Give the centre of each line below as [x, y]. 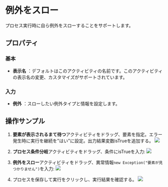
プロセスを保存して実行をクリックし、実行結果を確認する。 [75, 179]
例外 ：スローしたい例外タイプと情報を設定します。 [66, 103]
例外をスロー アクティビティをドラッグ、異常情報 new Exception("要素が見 [88, 162]
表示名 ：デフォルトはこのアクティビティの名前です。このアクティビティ [88, 71]
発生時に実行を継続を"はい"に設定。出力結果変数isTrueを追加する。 [83, 141]
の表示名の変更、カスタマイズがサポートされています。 [70, 77]
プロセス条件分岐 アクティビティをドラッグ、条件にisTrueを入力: [79, 151]
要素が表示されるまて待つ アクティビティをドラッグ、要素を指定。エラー [88, 134]
